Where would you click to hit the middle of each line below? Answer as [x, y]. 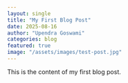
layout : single [29, 13]
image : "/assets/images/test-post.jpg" [65, 53]
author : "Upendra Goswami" [46, 33]
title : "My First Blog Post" [49, 20]
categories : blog [32, 39]
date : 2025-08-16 [32, 26]
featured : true [29, 46]
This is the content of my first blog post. [64, 72]
